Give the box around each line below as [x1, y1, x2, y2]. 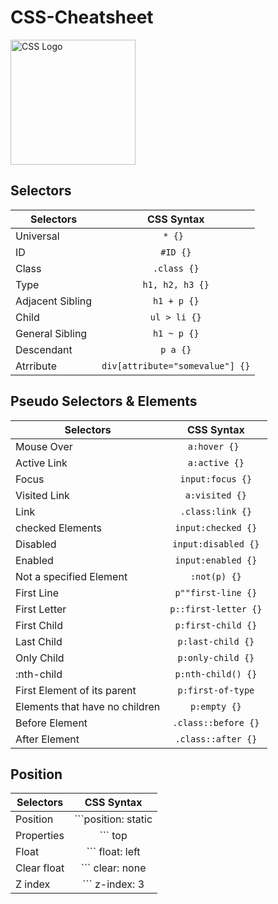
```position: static [74, 812, 153, 826]
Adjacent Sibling [15, 294, 93, 308]
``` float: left [86, 845, 141, 859]
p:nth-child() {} [174, 668, 258, 680]
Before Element [15, 716, 88, 730]
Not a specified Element [15, 569, 128, 583]
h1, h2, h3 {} [142, 279, 210, 290]
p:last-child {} [177, 636, 255, 647]
